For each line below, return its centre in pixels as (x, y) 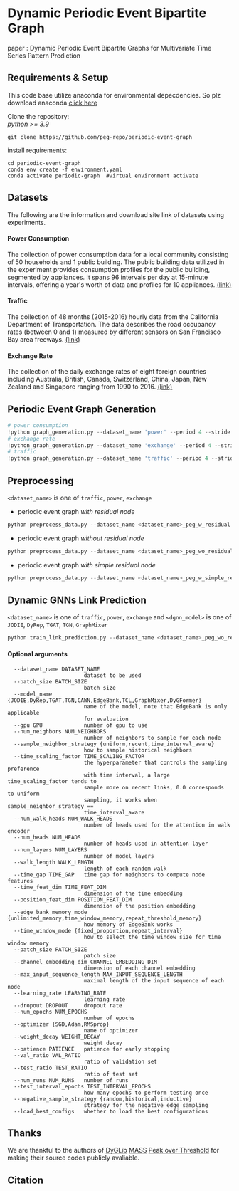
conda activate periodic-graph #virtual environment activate (103, 176)
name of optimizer (111, 1030)
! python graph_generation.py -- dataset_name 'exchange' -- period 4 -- (114, 445)
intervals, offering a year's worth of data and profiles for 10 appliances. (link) (119, 284)
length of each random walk (125, 869)
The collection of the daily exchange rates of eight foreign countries (107, 372)
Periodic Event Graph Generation (82, 409)
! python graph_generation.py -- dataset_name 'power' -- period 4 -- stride (119, 432)
